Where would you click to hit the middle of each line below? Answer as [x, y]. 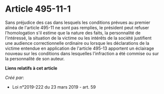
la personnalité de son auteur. [35, 58]
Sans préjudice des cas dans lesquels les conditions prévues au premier [78, 22]
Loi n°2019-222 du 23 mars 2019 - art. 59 [54, 87]
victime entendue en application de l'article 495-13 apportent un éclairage [80, 48]
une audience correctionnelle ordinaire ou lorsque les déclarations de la [77, 43]
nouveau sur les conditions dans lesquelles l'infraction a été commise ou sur [82, 53]
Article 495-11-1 [38, 9]
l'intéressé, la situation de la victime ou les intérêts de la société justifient [78, 38]
